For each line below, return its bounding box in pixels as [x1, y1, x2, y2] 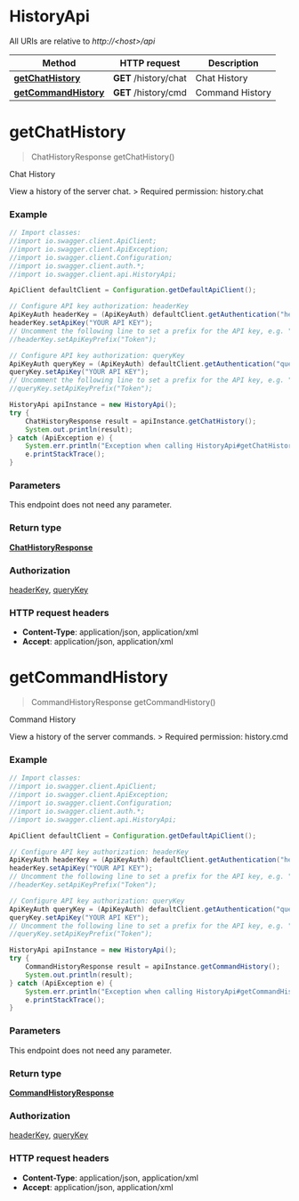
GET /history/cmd [112, 86, 187, 99]
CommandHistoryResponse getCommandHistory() [30, 697, 216, 708]
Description [207, 56, 260, 69]
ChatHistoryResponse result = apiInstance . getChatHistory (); [25, 417, 256, 426]
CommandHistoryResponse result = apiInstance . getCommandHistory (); [25, 962, 280, 971]
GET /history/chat [112, 71, 187, 84]
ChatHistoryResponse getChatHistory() [30, 151, 175, 162]
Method [42, 56, 77, 69]
